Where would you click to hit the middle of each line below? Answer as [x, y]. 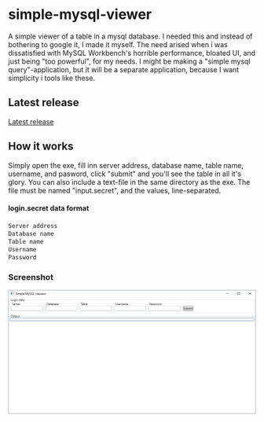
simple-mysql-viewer [80, 15]
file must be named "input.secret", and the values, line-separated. [115, 190]
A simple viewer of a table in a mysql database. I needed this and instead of [130, 36]
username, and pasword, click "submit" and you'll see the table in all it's [125, 174]
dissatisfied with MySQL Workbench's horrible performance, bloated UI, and [132, 53]
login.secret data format [49, 208]
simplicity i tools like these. [52, 78]
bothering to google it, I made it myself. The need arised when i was [118, 44]
